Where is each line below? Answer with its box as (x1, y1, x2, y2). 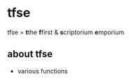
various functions (17, 66, 69, 75)
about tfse (7, 48, 53, 60)
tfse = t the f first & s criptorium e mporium (7, 28, 125, 36)
